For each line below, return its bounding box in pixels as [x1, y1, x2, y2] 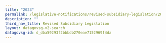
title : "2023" [5, 7, 35, 12]
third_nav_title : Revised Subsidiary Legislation [5, 21, 110, 26]
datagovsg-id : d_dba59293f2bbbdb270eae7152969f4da [5, 30, 112, 35]
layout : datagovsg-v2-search [5, 26, 65, 31]
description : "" [5, 16, 39, 21]
